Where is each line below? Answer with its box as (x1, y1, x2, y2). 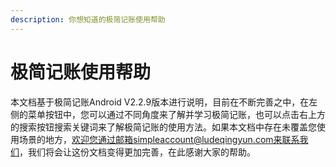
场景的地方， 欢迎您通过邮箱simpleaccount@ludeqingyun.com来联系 (18, 133, 300, 145)
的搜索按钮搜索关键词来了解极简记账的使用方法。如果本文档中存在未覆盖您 (10, 121, 317, 133)
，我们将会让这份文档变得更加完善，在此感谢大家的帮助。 (19, 146, 256, 158)
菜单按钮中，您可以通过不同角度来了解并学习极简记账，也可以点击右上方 (27, 108, 326, 120)
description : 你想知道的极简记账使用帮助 (10, 14, 166, 25)
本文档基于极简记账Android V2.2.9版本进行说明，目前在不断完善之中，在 (10, 96, 310, 108)
